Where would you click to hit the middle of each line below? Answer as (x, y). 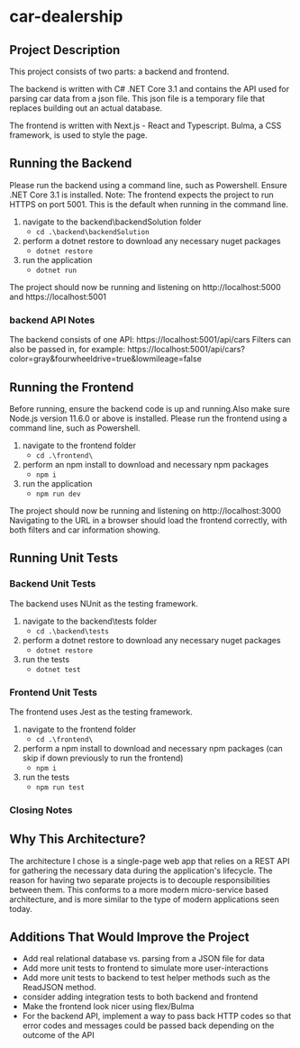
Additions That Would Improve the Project (129, 938)
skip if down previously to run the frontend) (103, 758)
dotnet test (58, 670)
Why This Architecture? (77, 839)
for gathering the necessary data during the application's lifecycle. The (141, 870)
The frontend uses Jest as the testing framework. (101, 711)
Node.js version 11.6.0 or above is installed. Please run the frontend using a (148, 418)
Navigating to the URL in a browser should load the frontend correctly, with (148, 520)
